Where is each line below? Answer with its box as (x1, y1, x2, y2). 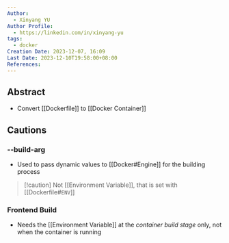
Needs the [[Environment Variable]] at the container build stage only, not (16, 220, 222, 229)
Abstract (7, 86, 46, 98)
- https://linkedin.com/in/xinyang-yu (13, 29, 124, 36)
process (16, 168, 40, 176)
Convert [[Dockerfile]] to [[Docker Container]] (16, 104, 147, 113)
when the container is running (16, 228, 102, 236)
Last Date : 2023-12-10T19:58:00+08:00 (7, 55, 118, 62)
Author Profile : (7, 23, 53, 29)
